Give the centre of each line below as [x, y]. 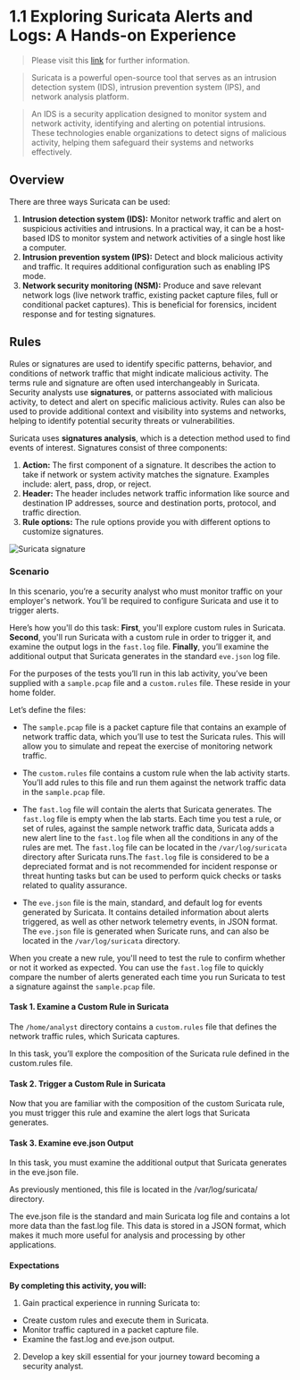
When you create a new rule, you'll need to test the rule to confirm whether [147, 958]
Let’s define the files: [48, 709]
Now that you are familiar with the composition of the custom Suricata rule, [147, 1104]
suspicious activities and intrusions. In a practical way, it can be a [142, 228]
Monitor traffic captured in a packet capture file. [110, 1329]
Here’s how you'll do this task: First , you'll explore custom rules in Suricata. [147, 627]
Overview [37, 180]
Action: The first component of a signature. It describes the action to [149, 465]
